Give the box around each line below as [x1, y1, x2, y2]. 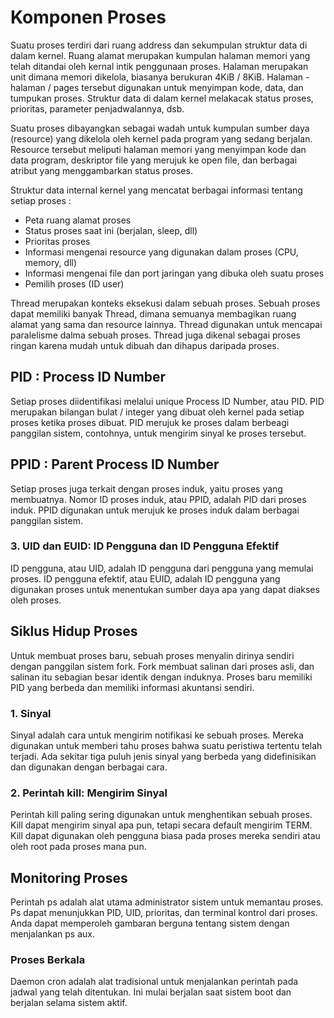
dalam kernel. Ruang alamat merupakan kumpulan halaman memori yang [10, 49, 311, 61]
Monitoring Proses [10, 869, 128, 886]
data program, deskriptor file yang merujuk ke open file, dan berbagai [10, 154, 298, 166]
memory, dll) [24, 256, 78, 268]
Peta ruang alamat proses [24, 214, 132, 226]
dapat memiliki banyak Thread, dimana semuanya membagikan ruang [10, 307, 297, 320]
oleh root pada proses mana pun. [10, 841, 147, 853]
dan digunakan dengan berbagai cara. [10, 761, 168, 773]
